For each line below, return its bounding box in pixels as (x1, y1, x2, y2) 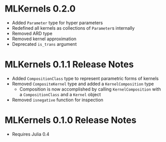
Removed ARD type (12, 30, 53, 36)
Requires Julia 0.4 (12, 131, 50, 137)
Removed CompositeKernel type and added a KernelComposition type (12, 81, 154, 87)
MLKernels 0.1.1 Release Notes (5, 59, 134, 70)
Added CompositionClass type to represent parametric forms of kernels (12, 75, 159, 81)
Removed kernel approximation (12, 36, 77, 42)
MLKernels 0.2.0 (5, 3, 76, 15)
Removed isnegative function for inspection (12, 97, 104, 103)
